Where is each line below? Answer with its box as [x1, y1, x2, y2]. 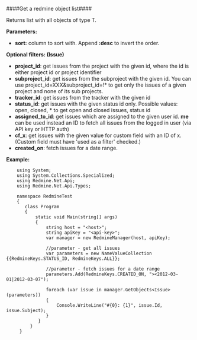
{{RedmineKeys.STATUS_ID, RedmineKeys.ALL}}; [6, 256, 120, 262]
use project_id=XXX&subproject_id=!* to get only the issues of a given [14, 81, 186, 88]
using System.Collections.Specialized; [17, 173, 115, 179]
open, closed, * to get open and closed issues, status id [14, 107, 151, 113]
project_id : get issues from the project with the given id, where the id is [14, 62, 189, 69]
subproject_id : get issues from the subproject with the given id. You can [14, 75, 191, 82]
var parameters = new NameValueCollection [46, 250, 152, 256]
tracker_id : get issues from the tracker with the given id [14, 94, 151, 101]
